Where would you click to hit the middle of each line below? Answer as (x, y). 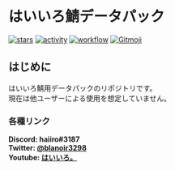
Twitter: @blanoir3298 (48, 148)
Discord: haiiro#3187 (44, 139)
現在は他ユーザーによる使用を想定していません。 (90, 98)
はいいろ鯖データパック (87, 17)
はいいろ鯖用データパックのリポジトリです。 (83, 88)
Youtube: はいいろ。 (43, 158)
